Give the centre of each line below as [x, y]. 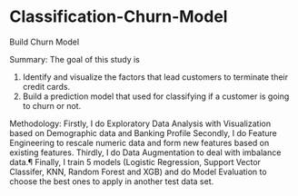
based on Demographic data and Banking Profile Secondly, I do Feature [143, 132]
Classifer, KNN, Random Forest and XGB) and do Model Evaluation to [138, 171]
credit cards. [46, 86]
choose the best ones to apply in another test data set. [112, 181]
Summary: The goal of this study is [75, 59]
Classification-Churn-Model [119, 17]
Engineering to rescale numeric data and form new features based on [139, 142]
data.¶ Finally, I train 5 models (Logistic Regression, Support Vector [135, 162]
